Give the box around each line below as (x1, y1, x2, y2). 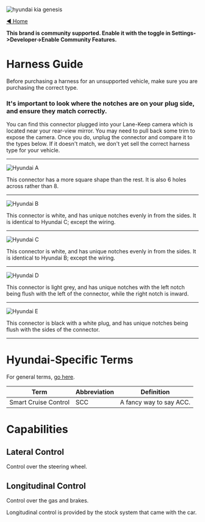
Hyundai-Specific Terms (6, 353, 134, 367)
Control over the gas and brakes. (6, 496, 89, 504)
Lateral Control (6, 446, 64, 457)
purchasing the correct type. (6, 84, 78, 91)
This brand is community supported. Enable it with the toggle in (6, 29, 171, 37)
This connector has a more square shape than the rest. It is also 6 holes (6, 176, 187, 183)
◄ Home (6, 18, 28, 24)
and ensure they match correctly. (6, 107, 107, 115)
